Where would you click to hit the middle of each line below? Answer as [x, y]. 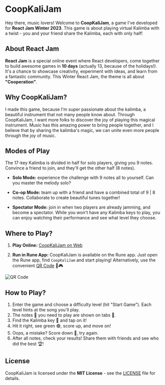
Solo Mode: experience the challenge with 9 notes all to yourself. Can [83, 178]
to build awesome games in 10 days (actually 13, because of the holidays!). [81, 66]
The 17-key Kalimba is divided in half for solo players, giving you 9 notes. [79, 163]
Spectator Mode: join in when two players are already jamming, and [81, 207]
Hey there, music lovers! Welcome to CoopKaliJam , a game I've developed [81, 23]
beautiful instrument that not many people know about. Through [70, 114]
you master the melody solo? [42, 183]
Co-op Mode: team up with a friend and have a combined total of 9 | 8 [84, 192]
